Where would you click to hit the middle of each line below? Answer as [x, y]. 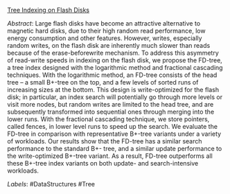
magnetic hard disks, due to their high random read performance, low [106, 31]
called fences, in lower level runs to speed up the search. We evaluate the [113, 126]
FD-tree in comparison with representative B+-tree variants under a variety [114, 134]
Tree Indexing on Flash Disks [48, 10]
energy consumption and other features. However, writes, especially [105, 38]
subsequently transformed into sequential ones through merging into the [111, 112]
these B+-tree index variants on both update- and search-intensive [103, 163]
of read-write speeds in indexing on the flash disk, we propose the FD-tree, [115, 60]
